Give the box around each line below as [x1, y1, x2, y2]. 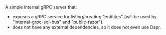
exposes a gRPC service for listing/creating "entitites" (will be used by [12, 14, 157, 19]
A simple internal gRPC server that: [5, 4, 77, 10]
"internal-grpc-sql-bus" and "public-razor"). [12, 19, 104, 25]
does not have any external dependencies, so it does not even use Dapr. [12, 24, 161, 30]
